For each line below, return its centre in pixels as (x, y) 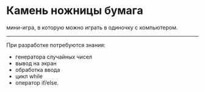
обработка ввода (38, 69)
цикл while (29, 76)
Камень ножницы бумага (75, 11)
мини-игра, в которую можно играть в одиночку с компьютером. (92, 27)
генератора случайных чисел (54, 57)
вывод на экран (36, 63)
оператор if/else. (37, 82)
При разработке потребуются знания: (56, 45)
